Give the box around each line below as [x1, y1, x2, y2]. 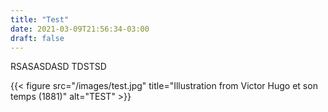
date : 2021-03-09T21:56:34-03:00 [10, 24, 150, 34]
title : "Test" [10, 14, 70, 25]
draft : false [10, 33, 65, 43]
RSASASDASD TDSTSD [10, 61, 107, 73]
